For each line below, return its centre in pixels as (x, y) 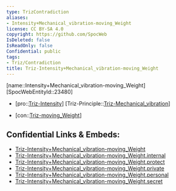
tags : (13, 57)
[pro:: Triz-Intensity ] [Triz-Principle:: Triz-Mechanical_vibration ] (93, 104)
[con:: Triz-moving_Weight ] (48, 115)
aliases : (17, 18)
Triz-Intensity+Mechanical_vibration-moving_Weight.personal (92, 175)
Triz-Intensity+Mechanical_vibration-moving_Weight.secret (89, 181)
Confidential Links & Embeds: (63, 134)
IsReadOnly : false (29, 46)
